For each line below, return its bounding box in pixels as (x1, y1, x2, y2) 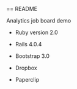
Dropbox (15, 64, 38, 71)
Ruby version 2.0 (15, 29, 58, 36)
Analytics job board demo (6, 17, 71, 24)
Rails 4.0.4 (15, 41, 42, 48)
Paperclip (15, 76, 40, 83)
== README (6, 5, 38, 12)
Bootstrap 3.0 (15, 52, 50, 60)
